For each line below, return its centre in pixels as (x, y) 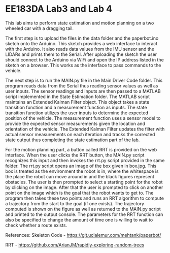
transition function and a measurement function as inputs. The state (76, 107)
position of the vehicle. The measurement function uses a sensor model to (83, 118)
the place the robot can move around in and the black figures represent (80, 176)
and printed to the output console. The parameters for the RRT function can (84, 214)
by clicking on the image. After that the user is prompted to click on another (84, 187)
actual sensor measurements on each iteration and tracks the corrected (80, 134)
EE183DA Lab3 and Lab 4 (59, 9)
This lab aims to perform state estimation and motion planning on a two (80, 23)
